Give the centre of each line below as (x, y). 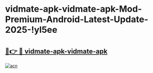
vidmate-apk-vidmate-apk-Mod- (74, 9)
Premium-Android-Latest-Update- (77, 19)
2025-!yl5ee (31, 30)
